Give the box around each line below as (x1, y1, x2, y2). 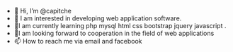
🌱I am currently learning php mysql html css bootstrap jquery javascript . (13, 22, 227, 30)
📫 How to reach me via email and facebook (13, 37, 143, 45)
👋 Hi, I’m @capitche (13, 7, 72, 15)
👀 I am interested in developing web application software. (13, 14, 182, 22)
